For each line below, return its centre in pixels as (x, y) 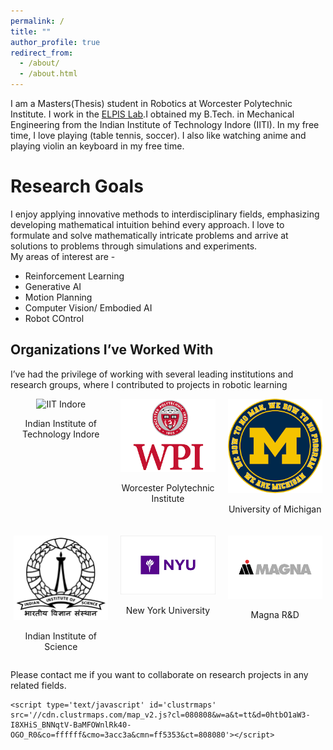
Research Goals (77, 186)
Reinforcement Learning (74, 276)
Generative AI (53, 286)
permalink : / (37, 21)
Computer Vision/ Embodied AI (88, 307)
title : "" (31, 31)
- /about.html (48, 74)
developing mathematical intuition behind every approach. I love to (147, 224)
